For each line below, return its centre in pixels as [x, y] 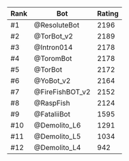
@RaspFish [52, 103]
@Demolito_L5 [57, 136]
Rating [108, 13]
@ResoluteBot [57, 25]
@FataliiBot [52, 114]
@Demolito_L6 [57, 125]
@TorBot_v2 [54, 36]
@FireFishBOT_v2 [62, 92]
